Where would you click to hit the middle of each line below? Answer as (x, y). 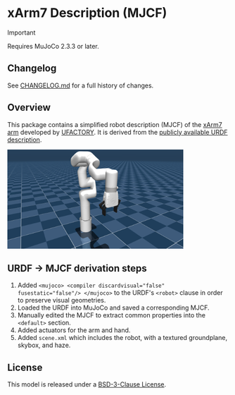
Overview (29, 108)
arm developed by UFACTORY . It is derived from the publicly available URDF (118, 132)
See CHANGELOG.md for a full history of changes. (81, 85)
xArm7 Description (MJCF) (87, 13)
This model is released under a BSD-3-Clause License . (87, 384)
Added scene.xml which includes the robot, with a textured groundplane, (122, 338)
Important (21, 32)
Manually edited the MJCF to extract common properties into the (112, 315)
